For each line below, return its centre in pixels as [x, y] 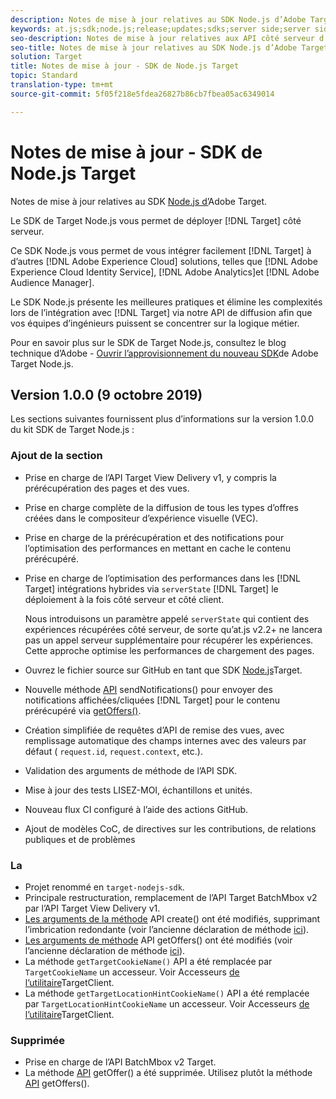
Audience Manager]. [52, 282]
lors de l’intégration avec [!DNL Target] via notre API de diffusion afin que [161, 312]
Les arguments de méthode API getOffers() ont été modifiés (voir [158, 940]
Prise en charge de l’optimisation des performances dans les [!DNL [162, 578]
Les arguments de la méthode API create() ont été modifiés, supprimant [172, 918]
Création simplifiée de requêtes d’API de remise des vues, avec [154, 730]
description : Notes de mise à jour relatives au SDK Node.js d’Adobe [158, 19]
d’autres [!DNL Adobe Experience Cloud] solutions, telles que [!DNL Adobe [164, 261]
